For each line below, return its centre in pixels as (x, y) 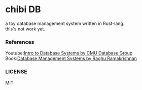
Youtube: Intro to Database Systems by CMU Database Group (69, 53)
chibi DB (23, 9)
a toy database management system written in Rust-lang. (65, 23)
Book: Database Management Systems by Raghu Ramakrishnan (71, 58)
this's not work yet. (25, 28)
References (20, 42)
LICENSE (16, 72)
